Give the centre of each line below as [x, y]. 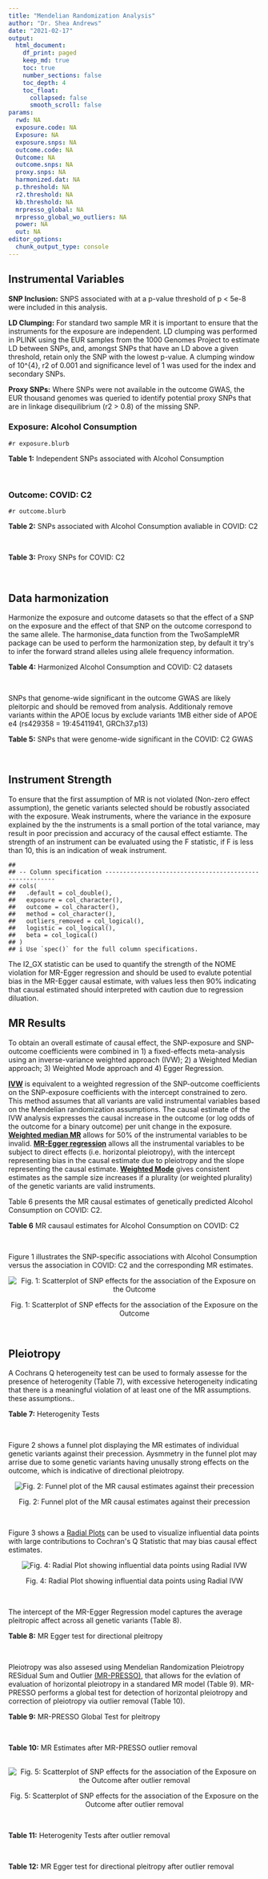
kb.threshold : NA [44, 202]
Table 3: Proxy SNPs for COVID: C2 [67, 557]
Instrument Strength [60, 780]
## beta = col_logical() [53, 935]
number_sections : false [62, 75]
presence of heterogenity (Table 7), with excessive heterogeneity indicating [133, 1382]
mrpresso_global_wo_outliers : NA [71, 217]
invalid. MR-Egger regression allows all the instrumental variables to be [126, 1143]
